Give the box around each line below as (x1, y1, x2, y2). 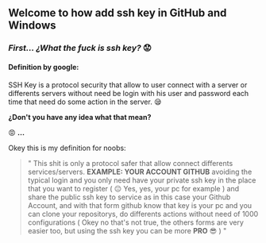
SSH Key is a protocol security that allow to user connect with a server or (8, 79, 248, 90)
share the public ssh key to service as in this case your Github (27, 192, 231, 202)
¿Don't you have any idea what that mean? (8, 112, 152, 121)
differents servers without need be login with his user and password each (8, 88, 249, 98)
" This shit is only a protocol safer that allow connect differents (27, 158, 233, 168)
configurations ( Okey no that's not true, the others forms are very (27, 218, 245, 227)
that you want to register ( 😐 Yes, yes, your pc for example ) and (27, 183, 240, 193)
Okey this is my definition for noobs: (8, 143, 126, 152)
